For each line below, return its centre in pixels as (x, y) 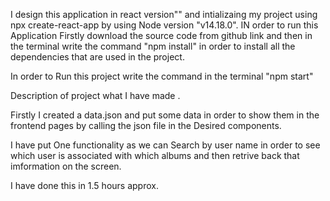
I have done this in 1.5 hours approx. (84, 185)
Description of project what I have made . (95, 95)
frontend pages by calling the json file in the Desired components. (146, 125)
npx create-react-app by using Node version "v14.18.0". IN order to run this (164, 25)
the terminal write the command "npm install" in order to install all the (153, 46)
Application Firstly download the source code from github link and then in (161, 35)
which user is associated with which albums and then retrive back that (155, 155)
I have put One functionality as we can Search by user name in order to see (165, 145)
